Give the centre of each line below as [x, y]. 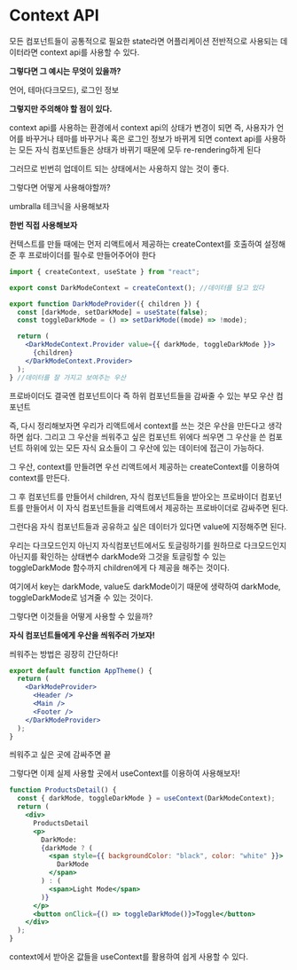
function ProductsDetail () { [63, 790]
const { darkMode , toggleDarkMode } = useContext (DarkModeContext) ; [146, 799]
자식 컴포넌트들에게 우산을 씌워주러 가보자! [82, 635]
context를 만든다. [39, 477]
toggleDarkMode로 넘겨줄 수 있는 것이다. [81, 597]
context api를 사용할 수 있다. [90, 52]
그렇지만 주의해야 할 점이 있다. [61, 108]
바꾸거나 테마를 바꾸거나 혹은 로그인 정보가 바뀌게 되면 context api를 [144, 138]
